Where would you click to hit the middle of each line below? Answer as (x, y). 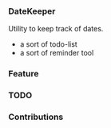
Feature (24, 74)
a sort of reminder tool (57, 53)
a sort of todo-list (48, 44)
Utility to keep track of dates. (56, 29)
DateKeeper (32, 11)
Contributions (36, 117)
